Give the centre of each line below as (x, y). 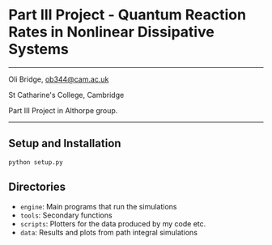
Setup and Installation (65, 144)
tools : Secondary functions (66, 215)
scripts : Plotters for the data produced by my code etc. (113, 223)
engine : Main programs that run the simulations (98, 206)
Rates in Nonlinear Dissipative (111, 32)
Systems (38, 49)
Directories (37, 187)
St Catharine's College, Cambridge (66, 95)
